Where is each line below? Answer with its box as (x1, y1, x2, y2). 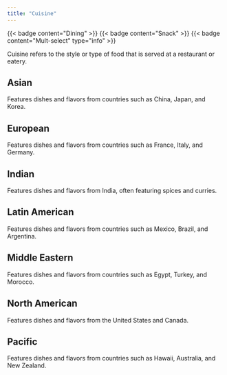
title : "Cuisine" (7, 10, 57, 17)
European (7, 122, 50, 134)
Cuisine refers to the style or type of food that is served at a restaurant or (7, 50, 215, 58)
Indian (7, 168, 35, 180)
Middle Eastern (7, 252, 74, 264)
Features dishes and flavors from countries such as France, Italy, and (7, 141, 203, 149)
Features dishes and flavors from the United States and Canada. (7, 316, 189, 324)
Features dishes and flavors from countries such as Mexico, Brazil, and (7, 225, 208, 233)
